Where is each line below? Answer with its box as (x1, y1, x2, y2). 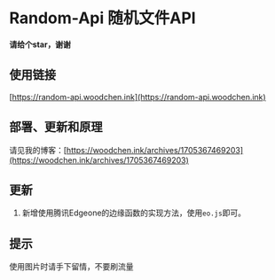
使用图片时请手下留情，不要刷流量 (9, 261, 134, 272)
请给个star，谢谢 (9, 39, 71, 50)
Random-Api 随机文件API (9, 8, 197, 28)
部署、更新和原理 (9, 120, 103, 135)
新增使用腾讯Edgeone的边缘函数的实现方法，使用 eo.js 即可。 (21, 207, 247, 218)
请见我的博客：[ (9, 144, 67, 155)
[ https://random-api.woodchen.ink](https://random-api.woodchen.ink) (9, 91, 266, 102)
